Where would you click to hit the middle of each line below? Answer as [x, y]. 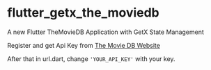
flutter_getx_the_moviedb [83, 13]
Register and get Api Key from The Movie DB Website [84, 45]
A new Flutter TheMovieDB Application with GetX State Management [105, 32]
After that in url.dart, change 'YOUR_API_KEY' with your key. [91, 59]
